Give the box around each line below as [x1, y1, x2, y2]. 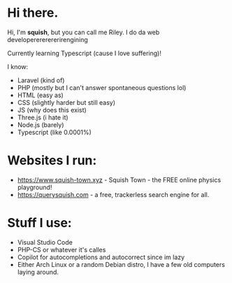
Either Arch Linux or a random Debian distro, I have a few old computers [17, 260, 226, 268]
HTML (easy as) [17, 91, 64, 99]
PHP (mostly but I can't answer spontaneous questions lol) [17, 83, 187, 92]
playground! [17, 183, 52, 191]
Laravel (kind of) [17, 75, 65, 85]
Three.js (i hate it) [17, 113, 68, 122]
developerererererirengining [7, 35, 89, 43]
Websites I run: [7, 152, 97, 168]
